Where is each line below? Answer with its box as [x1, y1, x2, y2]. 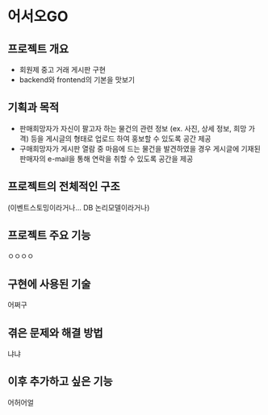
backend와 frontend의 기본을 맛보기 [19, 75, 135, 85]
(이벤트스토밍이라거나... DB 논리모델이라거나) [7, 202, 150, 212]
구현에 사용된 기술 [7, 277, 91, 291]
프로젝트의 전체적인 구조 [7, 180, 120, 193]
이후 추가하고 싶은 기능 [7, 375, 114, 388]
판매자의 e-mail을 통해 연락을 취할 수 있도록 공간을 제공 [19, 154, 194, 164]
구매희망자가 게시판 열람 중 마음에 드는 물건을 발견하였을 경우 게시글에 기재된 [19, 143, 262, 153]
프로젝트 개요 [7, 42, 69, 56]
